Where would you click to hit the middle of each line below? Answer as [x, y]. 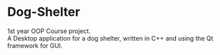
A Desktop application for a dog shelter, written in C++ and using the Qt [110, 38]
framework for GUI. [35, 45]
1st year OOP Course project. [49, 31]
